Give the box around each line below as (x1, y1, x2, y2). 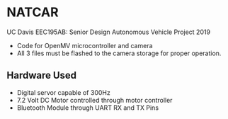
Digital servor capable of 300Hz (16, 88, 110, 96)
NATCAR (6, 4, 59, 21)
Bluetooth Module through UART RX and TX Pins (16, 103, 159, 112)
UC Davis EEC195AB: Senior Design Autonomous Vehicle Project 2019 (6, 28, 210, 36)
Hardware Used (6, 69, 77, 81)
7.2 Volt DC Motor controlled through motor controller (16, 96, 173, 104)
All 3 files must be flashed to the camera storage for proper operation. (16, 49, 222, 57)
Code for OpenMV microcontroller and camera (16, 41, 153, 50)
